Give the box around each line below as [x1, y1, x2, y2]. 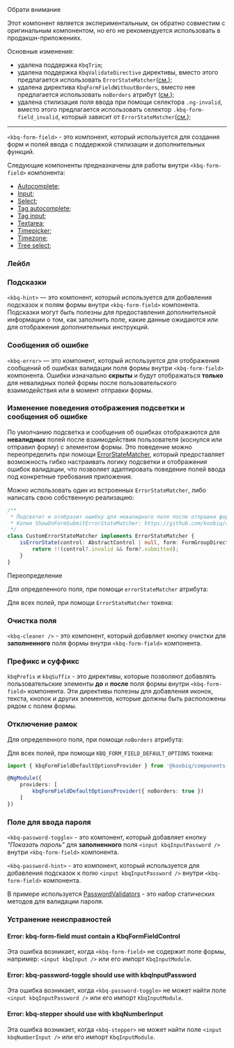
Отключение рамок [7, 719, 78, 729]
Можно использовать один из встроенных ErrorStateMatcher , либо [7, 486, 207, 494]
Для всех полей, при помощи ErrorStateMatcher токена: [7, 598, 173, 606]
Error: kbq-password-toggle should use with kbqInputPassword [7, 971, 196, 979]
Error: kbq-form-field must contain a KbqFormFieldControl [7, 931, 181, 940]
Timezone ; [17, 234, 49, 242]
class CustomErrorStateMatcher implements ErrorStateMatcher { [7, 532, 195, 540]
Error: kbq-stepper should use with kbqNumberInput [7, 1010, 164, 1018]
